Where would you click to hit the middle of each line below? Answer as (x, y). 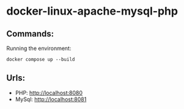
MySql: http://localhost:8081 (51, 99)
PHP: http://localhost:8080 (49, 93)
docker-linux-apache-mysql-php (92, 11)
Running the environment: (39, 48)
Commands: (30, 34)
